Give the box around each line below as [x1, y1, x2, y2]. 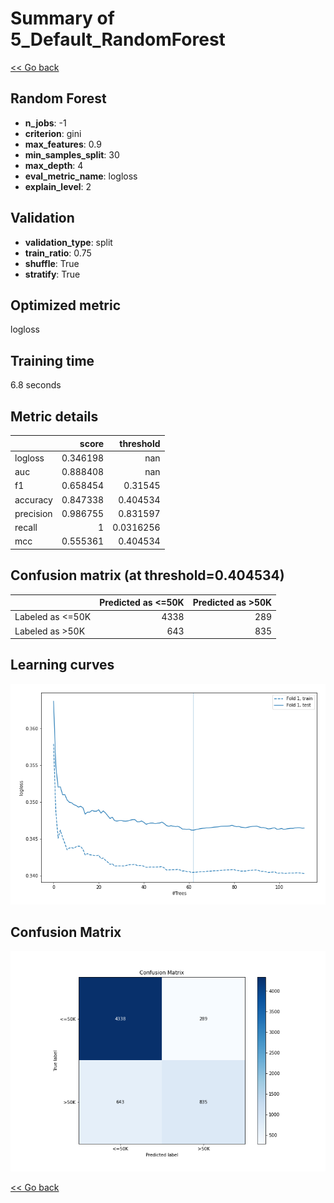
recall [14, 522, 38, 533]
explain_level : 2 [24, 180, 92, 192]
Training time [10, 352, 95, 369]
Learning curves [10, 657, 115, 674]
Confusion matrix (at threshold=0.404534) [10, 567, 285, 584]
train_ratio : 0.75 [24, 247, 92, 259]
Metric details [10, 408, 99, 425]
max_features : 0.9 [24, 138, 102, 150]
